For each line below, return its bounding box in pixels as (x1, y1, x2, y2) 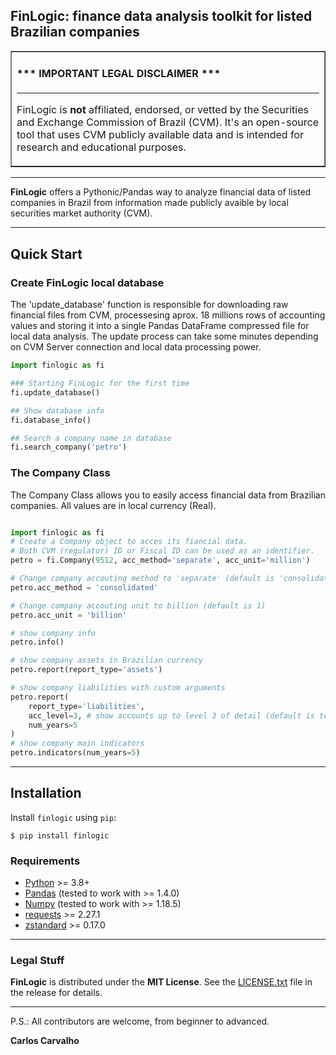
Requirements (10, 854, 81, 868)
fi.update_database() (10, 387, 101, 398)
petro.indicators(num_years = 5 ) (10, 748, 141, 758)
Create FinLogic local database (10, 275, 165, 289)
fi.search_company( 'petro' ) (10, 442, 128, 453)
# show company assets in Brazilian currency (10, 655, 203, 666)
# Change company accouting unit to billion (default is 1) (10, 600, 267, 611)
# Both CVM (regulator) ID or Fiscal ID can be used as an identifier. (10, 546, 315, 556)
